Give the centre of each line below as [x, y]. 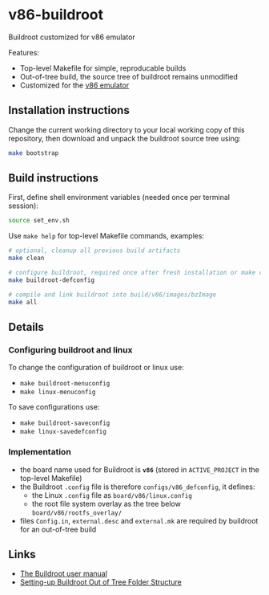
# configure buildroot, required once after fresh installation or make [132, 273]
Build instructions [53, 178]
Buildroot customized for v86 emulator [72, 37]
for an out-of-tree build [58, 529]
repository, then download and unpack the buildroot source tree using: [125, 138]
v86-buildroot [56, 15]
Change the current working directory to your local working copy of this [127, 129]
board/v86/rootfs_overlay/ [77, 513]
